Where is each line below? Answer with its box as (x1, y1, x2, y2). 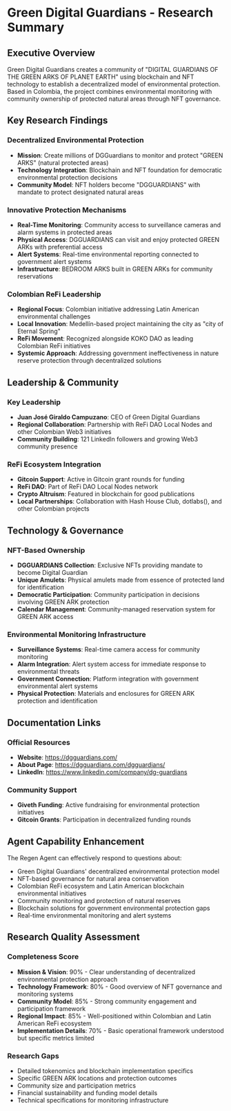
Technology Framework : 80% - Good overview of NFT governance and (17, 982, 223, 991)
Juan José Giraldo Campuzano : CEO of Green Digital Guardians (17, 412, 201, 421)
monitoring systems (17, 989, 74, 998)
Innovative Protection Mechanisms (7, 205, 127, 215)
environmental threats (17, 667, 80, 676)
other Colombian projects (17, 504, 90, 513)
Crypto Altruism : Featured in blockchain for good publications (17, 490, 195, 498)
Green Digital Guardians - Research (7, 5, 214, 21)
